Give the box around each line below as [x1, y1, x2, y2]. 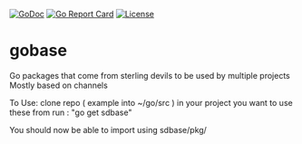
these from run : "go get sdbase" [9, 107, 132, 118]
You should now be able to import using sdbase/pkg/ [9, 124, 207, 135]
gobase [9, 41, 68, 61]
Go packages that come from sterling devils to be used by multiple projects [9, 70, 290, 81]
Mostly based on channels [9, 80, 109, 91]
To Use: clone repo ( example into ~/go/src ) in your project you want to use [9, 97, 293, 108]
